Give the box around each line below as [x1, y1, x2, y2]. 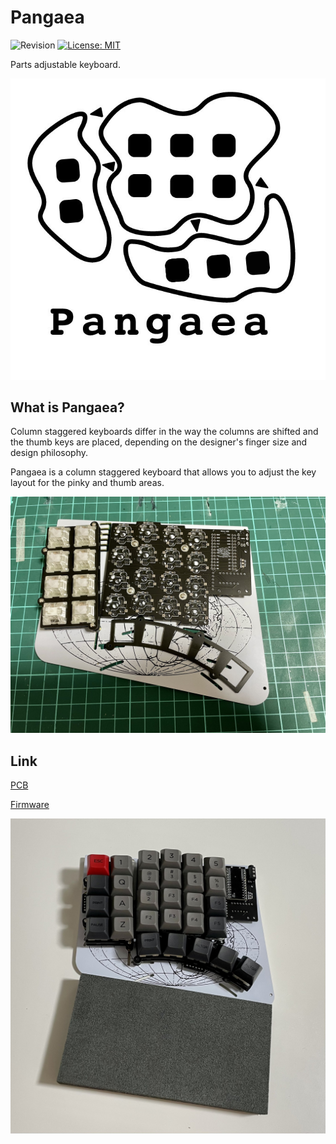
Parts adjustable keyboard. [10, 58, 121, 70]
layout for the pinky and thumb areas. [10, 477, 165, 489]
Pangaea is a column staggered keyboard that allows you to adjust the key [10, 466, 317, 478]
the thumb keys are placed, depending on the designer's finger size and [10, 436, 308, 448]
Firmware [10, 799, 50, 811]
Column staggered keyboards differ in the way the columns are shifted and [10, 426, 319, 438]
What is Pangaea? [10, 399, 125, 416]
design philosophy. [10, 447, 89, 459]
